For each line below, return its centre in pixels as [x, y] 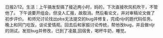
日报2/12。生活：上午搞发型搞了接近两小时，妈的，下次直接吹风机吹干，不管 [81, 7]
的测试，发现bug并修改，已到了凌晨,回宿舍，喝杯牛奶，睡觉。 [67, 31]
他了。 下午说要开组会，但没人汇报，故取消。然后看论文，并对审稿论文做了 [80, 13]
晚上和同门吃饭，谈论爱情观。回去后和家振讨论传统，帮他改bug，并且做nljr [80, 25]
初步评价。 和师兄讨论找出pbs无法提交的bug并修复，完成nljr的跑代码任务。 [80, 19]
